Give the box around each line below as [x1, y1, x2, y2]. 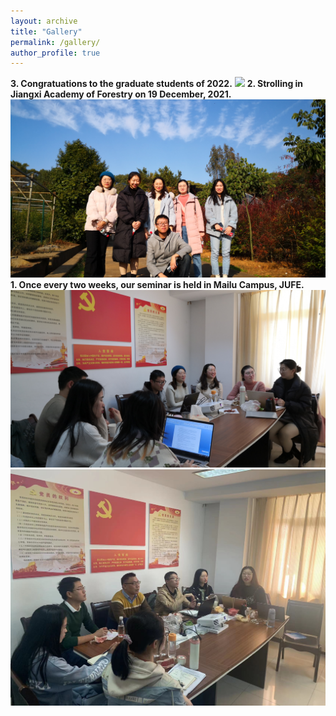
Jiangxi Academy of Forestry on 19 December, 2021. [10, 88, 232, 100]
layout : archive [10, 16, 78, 26]
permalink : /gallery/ [10, 37, 101, 47]
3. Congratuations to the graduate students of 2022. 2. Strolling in [10, 78, 304, 90]
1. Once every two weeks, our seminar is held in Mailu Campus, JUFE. [10, 278, 305, 290]
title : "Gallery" [10, 26, 83, 37]
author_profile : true [10, 48, 101, 58]
